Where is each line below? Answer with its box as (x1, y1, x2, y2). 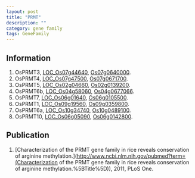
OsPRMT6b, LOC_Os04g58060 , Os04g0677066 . (14, 88, 135, 95)
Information (6, 53, 51, 63)
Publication (6, 130, 49, 140)
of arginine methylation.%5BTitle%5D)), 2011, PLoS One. (14, 165, 154, 172)
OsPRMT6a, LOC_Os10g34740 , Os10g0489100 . (14, 107, 131, 114)
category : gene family (6, 25, 63, 32)
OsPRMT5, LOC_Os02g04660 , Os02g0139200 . (14, 81, 131, 88)
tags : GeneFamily (6, 31, 49, 37)
